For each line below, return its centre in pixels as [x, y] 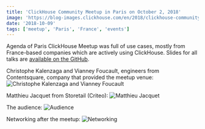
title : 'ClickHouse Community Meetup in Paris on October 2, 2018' [94, 12]
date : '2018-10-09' [31, 23]
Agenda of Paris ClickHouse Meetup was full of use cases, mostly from [96, 46]
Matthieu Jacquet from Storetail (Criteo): [57, 96]
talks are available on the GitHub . [48, 59]
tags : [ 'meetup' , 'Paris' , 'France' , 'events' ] [68, 29]
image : [15, 18]
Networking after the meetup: [43, 119]
